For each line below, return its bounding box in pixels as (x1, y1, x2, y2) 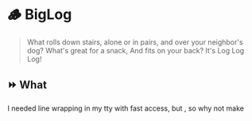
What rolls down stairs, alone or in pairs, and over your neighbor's (26, 37, 243, 47)
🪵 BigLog (7, 6, 72, 24)
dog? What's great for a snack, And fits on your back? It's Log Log (26, 45, 245, 55)
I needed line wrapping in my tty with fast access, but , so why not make (7, 103, 244, 113)
